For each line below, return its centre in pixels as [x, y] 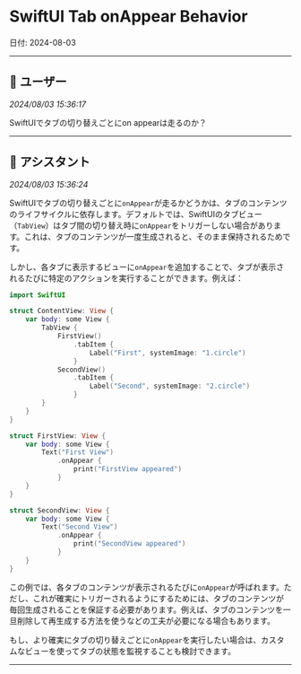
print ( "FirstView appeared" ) [127, 469]
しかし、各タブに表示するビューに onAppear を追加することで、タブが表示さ [147, 267]
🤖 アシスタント [50, 162]
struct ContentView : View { [62, 311]
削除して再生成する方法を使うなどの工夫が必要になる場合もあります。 [146, 620]
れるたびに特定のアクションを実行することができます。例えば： [126, 278]
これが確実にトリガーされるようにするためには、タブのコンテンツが [159, 598]
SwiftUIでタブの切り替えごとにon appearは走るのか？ [108, 122]
